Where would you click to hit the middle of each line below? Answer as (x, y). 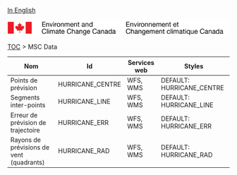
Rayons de (25, 140)
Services (141, 62)
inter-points (28, 105)
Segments (25, 97)
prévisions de (30, 147)
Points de (24, 80)
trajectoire (25, 130)
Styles (194, 66)
